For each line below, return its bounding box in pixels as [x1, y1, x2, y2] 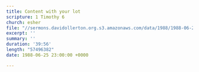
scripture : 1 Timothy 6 [6, 14, 65, 20]
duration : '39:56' [6, 42, 52, 47]
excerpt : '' [6, 30, 36, 36]
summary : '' [6, 36, 36, 42]
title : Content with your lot [6, 8, 81, 15]
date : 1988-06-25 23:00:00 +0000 [6, 52, 89, 58]
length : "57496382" [6, 47, 54, 53]
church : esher [6, 19, 41, 25]
